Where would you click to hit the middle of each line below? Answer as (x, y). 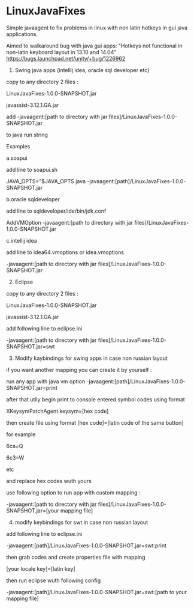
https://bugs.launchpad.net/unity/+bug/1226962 (66, 58)
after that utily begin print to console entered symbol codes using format (96, 399)
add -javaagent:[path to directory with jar (57, 117)
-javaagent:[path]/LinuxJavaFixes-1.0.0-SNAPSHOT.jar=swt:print (86, 546)
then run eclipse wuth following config (54, 580)
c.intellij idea (22, 240)
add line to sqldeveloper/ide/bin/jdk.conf (56, 211)
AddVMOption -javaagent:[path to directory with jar (70, 222)
